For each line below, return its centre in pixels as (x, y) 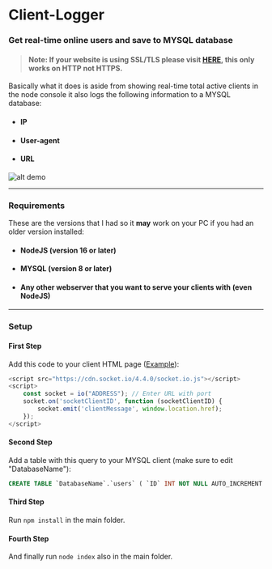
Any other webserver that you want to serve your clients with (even (136, 287)
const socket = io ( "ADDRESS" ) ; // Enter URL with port (117, 394)
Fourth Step (29, 538)
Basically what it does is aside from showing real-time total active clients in (134, 86)
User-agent (40, 140)
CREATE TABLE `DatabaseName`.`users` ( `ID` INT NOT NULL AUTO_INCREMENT (136, 483)
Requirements (37, 206)
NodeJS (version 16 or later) (68, 250)
